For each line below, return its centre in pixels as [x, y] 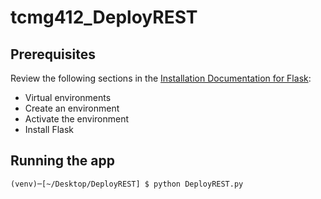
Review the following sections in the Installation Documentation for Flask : [161, 78]
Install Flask [49, 129]
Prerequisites [53, 54]
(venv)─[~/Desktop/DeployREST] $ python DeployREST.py [127, 184]
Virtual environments [68, 97]
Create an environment [72, 108]
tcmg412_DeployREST [104, 17]
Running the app [62, 161]
